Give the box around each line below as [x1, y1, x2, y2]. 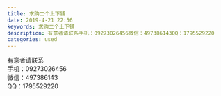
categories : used [7, 36, 58, 43]
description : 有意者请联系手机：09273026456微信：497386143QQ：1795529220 [7, 29, 215, 37]
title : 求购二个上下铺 [7, 10, 66, 17]
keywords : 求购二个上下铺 [7, 23, 75, 30]
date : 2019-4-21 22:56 [7, 17, 73, 24]
